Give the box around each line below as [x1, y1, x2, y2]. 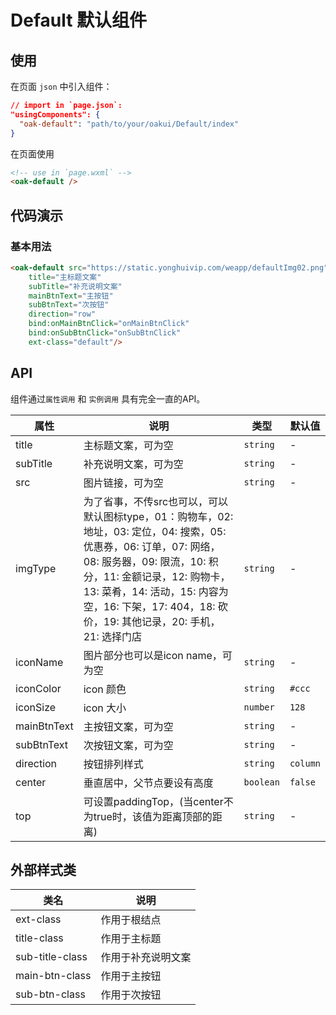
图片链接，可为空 [83, 476, 164, 490]
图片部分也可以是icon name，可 [83, 648, 233, 662]
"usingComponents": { [10, 109, 101, 120]
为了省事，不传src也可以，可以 [83, 494, 229, 508]
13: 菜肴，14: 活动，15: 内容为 [83, 584, 229, 598]
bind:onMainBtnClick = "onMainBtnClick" [28, 319, 190, 329]
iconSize [15, 700, 57, 714]
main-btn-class [15, 969, 92, 983]
